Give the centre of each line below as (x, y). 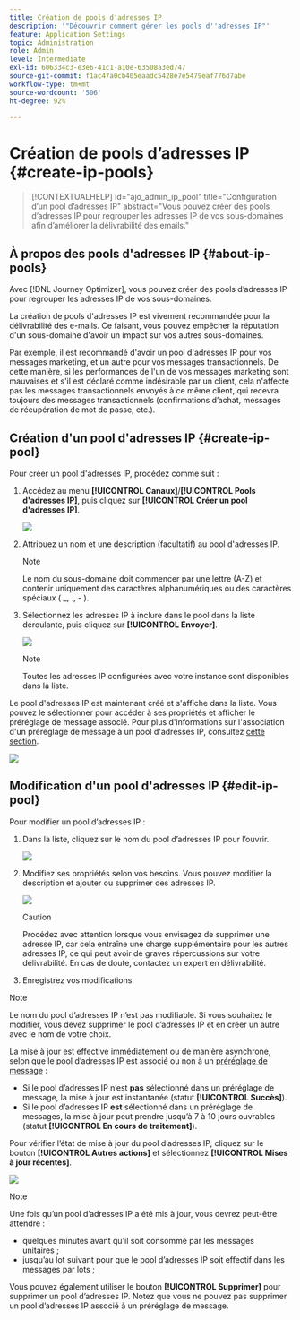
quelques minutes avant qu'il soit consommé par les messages (138, 1240)
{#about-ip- (236, 253)
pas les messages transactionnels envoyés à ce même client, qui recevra (144, 391)
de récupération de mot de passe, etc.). (82, 410)
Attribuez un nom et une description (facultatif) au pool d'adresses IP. (151, 544)
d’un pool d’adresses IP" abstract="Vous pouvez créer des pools (150, 206)
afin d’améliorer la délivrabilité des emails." (110, 226)
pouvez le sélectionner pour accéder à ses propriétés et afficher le (132, 712)
